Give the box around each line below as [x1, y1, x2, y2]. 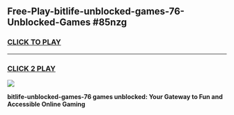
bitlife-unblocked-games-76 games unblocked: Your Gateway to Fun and [7, 92, 223, 100]
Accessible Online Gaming [7, 100, 86, 108]
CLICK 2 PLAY [7, 63, 56, 73]
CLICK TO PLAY [7, 38, 61, 47]
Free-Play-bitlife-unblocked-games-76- [7, 6, 185, 17]
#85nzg [93, 17, 127, 29]
